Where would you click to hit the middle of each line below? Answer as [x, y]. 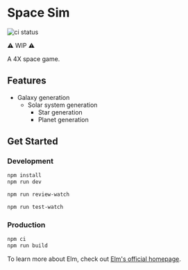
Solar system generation [62, 105]
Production [26, 225]
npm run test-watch [35, 207]
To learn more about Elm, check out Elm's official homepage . [94, 259]
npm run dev [24, 182]
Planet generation [63, 119]
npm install [24, 176]
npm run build [28, 246]
